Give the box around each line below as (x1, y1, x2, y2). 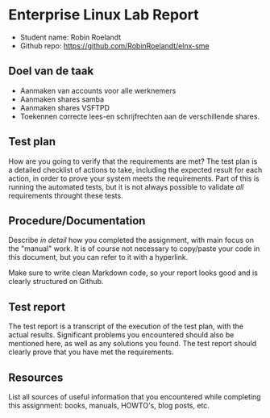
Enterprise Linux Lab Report (8, 6, 199, 24)
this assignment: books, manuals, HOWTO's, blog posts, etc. (8, 401, 210, 410)
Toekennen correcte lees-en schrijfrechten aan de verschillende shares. (19, 111, 260, 121)
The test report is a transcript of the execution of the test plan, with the (8, 321, 244, 332)
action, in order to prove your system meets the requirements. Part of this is (8, 173, 260, 183)
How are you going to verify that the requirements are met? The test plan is (8, 156, 258, 166)
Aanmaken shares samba (19, 94, 105, 104)
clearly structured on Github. (8, 277, 104, 286)
